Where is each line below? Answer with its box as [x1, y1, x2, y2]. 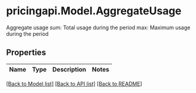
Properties [6, 48, 46, 58]
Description [52, 65, 86, 73]
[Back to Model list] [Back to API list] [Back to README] [6, 80, 143, 87]
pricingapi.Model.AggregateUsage [6, 4, 182, 18]
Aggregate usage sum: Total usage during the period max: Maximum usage [6, 24, 191, 31]
